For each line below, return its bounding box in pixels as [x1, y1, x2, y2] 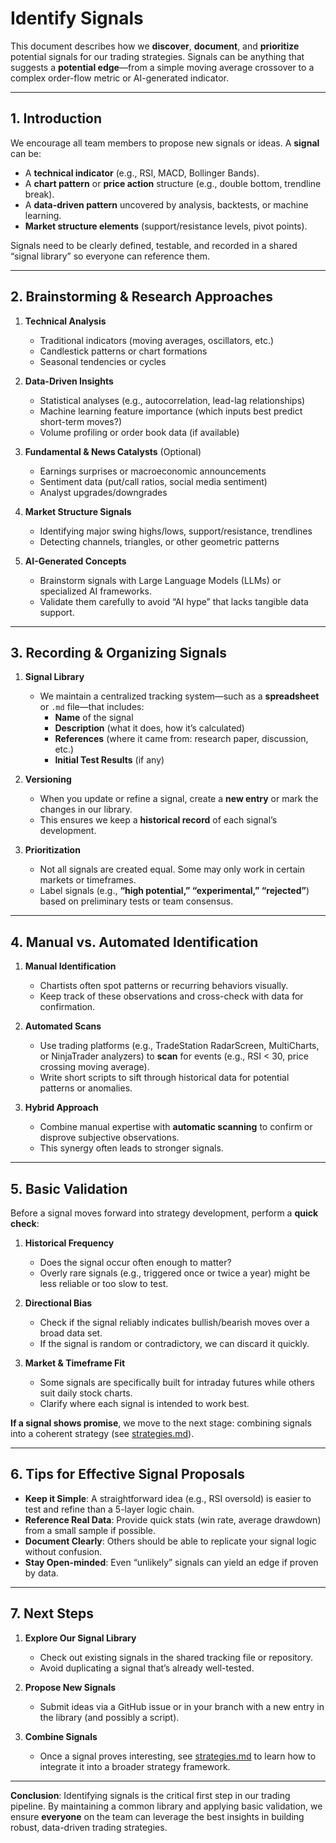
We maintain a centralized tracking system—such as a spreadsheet [39, 690, 320, 702]
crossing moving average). [39, 1061, 150, 1073]
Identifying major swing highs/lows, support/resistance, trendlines [39, 525, 313, 537]
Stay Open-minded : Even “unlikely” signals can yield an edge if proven [24, 1556, 319, 1568]
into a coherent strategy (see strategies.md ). [10, 1428, 195, 1439]
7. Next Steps [10, 1605, 94, 1622]
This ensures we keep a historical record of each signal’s [39, 814, 278, 826]
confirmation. [39, 1001, 96, 1013]
